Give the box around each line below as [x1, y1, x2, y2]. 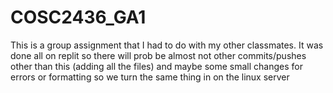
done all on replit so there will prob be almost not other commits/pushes [10, 49, 307, 61]
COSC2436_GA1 [10, 6, 147, 29]
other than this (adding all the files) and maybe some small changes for [10, 60, 303, 72]
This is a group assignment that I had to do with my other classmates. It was [10, 39, 324, 51]
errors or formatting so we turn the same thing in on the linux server [10, 71, 290, 83]
